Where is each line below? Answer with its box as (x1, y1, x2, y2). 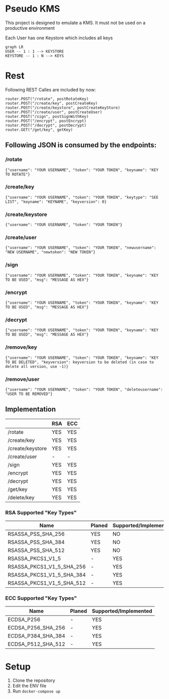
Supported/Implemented (92, 607, 152, 614)
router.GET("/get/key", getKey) (5, 127, 73, 132)
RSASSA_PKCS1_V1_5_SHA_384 (8, 572, 86, 579)
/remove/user (5, 375, 40, 382)
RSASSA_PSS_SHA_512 (8, 547, 65, 554)
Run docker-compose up (12, 688, 60, 694)
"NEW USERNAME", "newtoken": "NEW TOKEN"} (5, 250, 96, 255)
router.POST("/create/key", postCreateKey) (5, 101, 98, 106)
